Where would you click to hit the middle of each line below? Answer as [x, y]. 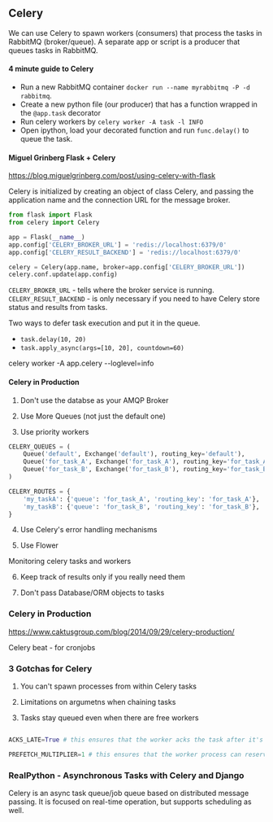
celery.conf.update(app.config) [63, 275]
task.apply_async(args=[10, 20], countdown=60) [102, 348]
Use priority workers [54, 431]
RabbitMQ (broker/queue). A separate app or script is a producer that [124, 42]
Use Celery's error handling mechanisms [89, 530]
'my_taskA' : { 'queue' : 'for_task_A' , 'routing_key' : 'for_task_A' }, [141, 499]
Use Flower [39, 545]
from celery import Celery [54, 223]
